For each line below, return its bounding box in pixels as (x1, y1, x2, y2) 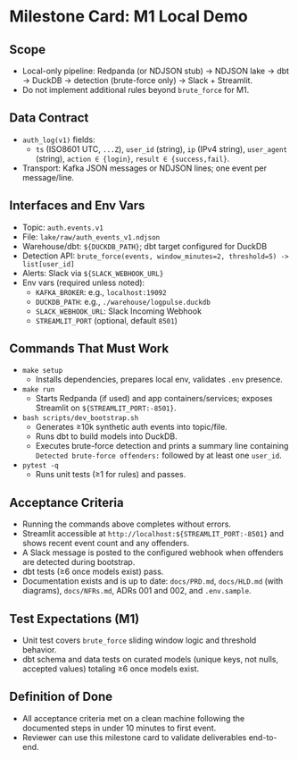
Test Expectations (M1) (9, 611, 140, 627)
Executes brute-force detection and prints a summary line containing (35, 441, 289, 451)
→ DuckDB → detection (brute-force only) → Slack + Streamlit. (21, 75, 252, 86)
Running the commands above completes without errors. (21, 519, 232, 529)
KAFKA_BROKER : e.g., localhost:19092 (35, 286, 167, 297)
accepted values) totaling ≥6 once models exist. (21, 663, 199, 674)
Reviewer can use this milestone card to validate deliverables (21, 731, 247, 743)
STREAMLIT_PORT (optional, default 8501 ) (35, 315, 178, 325)
